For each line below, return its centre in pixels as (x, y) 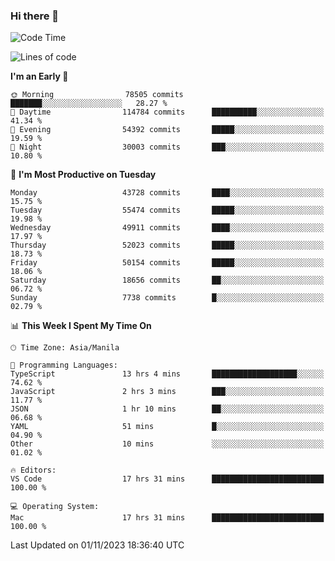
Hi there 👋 (35, 16)
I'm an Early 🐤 (39, 76)
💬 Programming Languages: (64, 365)
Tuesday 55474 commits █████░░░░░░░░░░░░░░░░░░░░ (167, 210)
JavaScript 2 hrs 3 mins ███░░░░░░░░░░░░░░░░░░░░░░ (167, 392)
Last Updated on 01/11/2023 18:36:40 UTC (97, 545)
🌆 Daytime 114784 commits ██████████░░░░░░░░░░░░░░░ (167, 112)
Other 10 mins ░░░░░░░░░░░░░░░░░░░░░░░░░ (167, 444)
